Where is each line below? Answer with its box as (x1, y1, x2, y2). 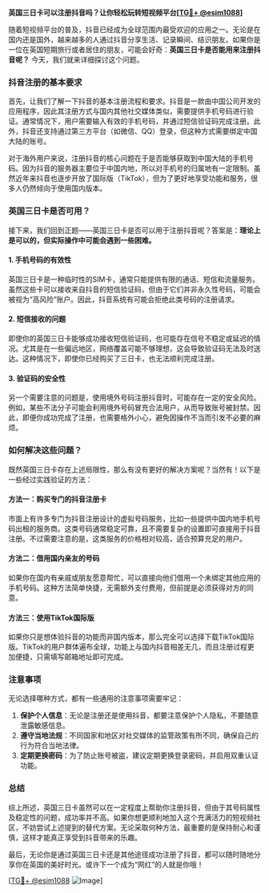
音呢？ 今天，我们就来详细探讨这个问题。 (8, 55, 144, 64)
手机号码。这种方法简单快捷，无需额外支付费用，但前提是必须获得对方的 (8, 582, 247, 592)
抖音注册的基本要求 (8, 76, 82, 87)
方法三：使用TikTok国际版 (8, 613, 94, 622)
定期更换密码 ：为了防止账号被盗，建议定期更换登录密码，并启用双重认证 (19, 750, 259, 760)
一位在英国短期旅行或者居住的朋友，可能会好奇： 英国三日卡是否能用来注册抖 (8, 45, 261, 54)
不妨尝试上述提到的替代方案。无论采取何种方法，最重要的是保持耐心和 (22, 823, 254, 832)
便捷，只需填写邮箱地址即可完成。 (14, 652, 128, 662)
